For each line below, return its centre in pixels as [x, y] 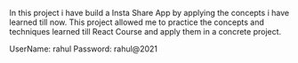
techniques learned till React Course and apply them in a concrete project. [145, 31]
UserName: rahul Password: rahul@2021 [84, 49]
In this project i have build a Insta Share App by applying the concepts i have [149, 13]
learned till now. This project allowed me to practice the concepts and [137, 22]
